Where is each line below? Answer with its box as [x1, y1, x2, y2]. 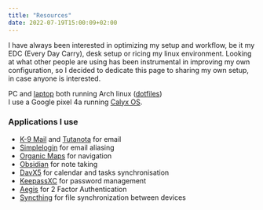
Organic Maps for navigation [19, 150, 112, 161]
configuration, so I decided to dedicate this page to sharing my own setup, [8, 65, 250, 74]
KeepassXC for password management [19, 176, 147, 185]
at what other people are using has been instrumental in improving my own [8, 56, 250, 67]
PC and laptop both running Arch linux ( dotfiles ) [8, 89, 163, 98]
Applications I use [8, 117, 79, 128]
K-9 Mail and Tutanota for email [19, 134, 122, 143]
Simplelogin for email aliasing [19, 143, 115, 152]
